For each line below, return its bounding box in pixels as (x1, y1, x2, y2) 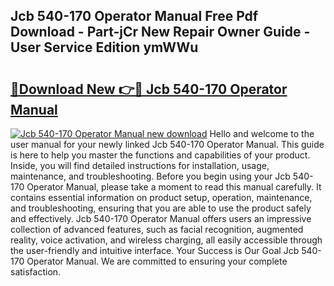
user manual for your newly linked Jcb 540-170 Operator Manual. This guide (10, 139, 325, 150)
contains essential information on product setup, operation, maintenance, (10, 192, 313, 203)
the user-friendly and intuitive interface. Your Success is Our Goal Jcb (10, 245, 300, 256)
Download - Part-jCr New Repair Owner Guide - (10, 24, 311, 41)
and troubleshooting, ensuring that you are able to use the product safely (10, 202, 312, 214)
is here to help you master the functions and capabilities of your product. (10, 149, 311, 161)
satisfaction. (10, 266, 62, 278)
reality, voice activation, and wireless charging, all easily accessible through (10, 234, 323, 246)
